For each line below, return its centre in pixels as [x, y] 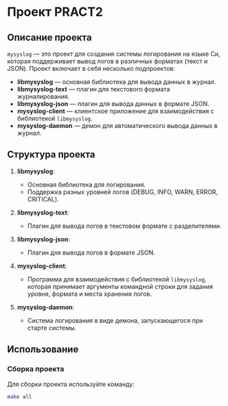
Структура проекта [51, 154]
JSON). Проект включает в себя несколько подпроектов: [91, 68]
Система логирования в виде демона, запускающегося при [115, 320]
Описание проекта [49, 38]
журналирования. [43, 96]
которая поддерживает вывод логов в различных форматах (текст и [107, 61]
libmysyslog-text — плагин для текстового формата [93, 89]
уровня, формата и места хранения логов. [90, 294]
